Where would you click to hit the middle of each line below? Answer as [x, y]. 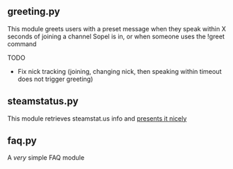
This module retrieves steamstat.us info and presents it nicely [97, 118]
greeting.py [34, 12]
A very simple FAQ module [46, 158]
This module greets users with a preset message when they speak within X [117, 28]
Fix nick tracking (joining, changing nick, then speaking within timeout [119, 71]
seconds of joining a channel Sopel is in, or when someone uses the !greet [116, 36]
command [22, 44]
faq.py [22, 141]
